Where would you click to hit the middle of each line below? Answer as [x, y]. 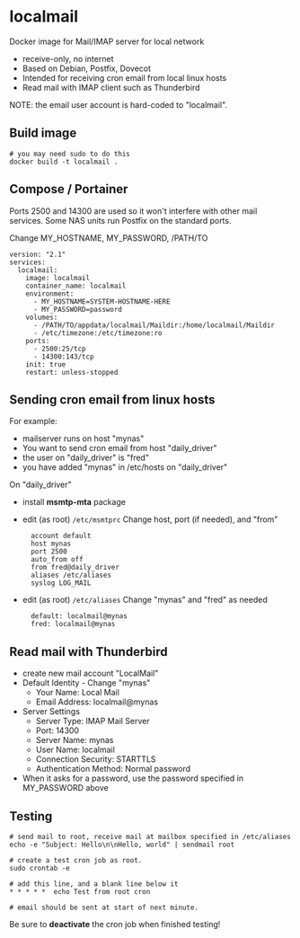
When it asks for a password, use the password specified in [133, 778]
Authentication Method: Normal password [113, 769]
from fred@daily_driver [75, 568]
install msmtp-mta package [74, 502]
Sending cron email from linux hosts [112, 399]
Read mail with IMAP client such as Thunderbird [111, 87]
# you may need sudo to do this [70, 154]
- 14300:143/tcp [63, 357]
